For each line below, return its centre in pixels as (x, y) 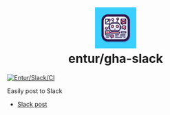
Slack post (32, 104)
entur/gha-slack (116, 59)
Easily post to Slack (35, 91)
